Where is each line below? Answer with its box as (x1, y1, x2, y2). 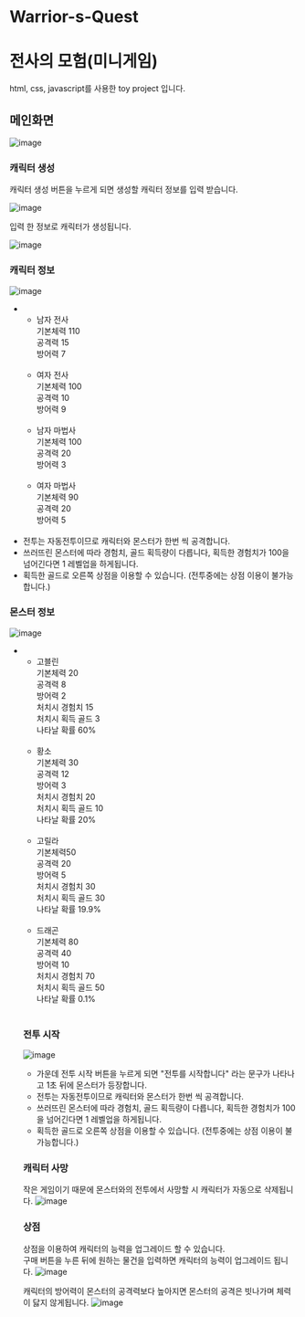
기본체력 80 (36, 936, 79, 947)
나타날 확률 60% (36, 724, 97, 735)
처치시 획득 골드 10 (36, 802, 104, 814)
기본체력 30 (36, 756, 79, 768)
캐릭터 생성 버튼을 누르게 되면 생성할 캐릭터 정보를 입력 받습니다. (9, 184, 239, 195)
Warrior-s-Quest (9, 6, 139, 27)
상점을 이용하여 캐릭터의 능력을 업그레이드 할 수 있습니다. (22, 1243, 226, 1254)
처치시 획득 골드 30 (36, 892, 106, 903)
